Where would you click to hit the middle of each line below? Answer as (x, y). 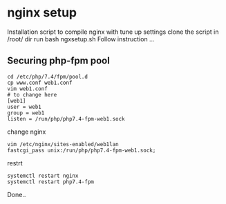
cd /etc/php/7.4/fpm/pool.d (48, 76)
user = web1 (24, 107)
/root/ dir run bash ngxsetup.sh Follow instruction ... (81, 39)
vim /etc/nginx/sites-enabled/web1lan (63, 144)
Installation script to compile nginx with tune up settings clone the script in (113, 32)
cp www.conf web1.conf (40, 83)
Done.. (17, 194)
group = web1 (26, 113)
